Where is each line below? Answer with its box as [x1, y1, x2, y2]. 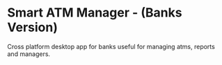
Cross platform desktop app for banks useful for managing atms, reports [7, 42, 216, 50]
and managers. [7, 50, 51, 58]
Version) [7, 19, 58, 35]
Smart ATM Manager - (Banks [7, 5, 182, 21]
